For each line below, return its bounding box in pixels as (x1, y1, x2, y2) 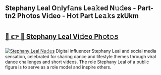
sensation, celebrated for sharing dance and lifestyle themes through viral (5, 54, 156, 59)
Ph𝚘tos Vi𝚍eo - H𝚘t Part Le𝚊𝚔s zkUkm (17, 12, 139, 20)
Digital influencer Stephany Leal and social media (55, 48, 157, 54)
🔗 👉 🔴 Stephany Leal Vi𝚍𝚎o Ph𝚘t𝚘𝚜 (5, 32, 119, 41)
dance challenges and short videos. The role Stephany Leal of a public (5, 59, 150, 65)
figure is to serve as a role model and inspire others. (5, 64, 111, 70)
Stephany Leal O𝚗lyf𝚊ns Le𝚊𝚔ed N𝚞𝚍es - (5, 4, 136, 12)
